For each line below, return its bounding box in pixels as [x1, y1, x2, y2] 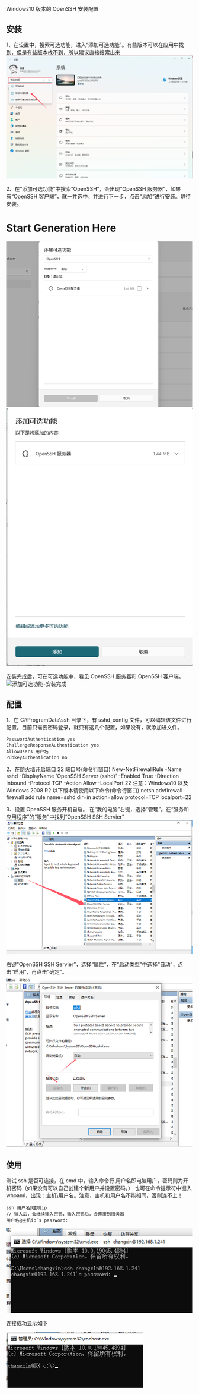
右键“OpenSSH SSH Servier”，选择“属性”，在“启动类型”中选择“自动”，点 [6, 961, 184, 968]
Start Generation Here [6, 222, 117, 235]
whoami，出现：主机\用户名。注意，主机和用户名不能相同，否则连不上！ [6, 1191, 183, 1199]
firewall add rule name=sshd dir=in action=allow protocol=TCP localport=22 [6, 793, 192, 801]
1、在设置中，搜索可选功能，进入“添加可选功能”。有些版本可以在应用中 [6, 41, 179, 48]
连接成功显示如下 [6, 1319, 48, 1327]
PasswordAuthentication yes [6, 736, 76, 742]
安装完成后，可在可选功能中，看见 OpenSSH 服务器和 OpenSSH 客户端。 [6, 673, 184, 680]
